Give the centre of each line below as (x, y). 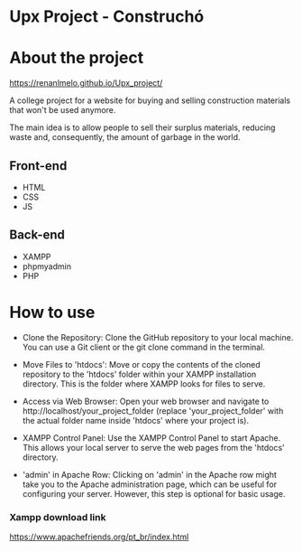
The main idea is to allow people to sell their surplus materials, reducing (142, 127)
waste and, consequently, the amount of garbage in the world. (125, 137)
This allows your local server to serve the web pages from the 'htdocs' (154, 447)
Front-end (38, 166)
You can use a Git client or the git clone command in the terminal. (144, 347)
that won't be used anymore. (63, 110)
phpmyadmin (47, 266)
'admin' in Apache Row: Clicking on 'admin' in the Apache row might (150, 474)
